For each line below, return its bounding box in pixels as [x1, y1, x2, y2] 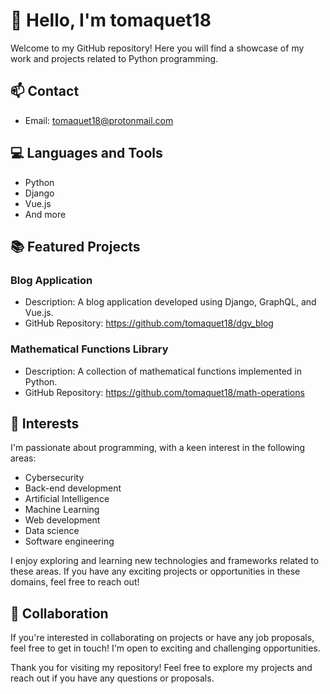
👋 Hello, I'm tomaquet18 [10, 9, 212, 32]
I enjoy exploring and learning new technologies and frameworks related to [10, 555, 320, 567]
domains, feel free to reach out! [10, 576, 140, 588]
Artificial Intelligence [24, 493, 110, 505]
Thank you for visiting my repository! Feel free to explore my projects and [10, 662, 313, 674]
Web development [24, 514, 101, 526]
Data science [24, 525, 80, 537]
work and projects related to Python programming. [10, 52, 219, 64]
